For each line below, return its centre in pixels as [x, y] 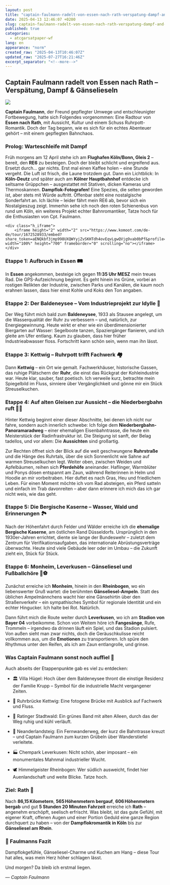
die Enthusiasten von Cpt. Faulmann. [44, 217]
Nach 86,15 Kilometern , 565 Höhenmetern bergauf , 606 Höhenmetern [80, 801]
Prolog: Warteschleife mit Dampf [46, 146]
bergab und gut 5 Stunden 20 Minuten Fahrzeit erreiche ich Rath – [76, 807]
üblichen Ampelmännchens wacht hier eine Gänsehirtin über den [73, 597]
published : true [22, 29]
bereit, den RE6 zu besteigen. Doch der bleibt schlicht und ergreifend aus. [82, 163]
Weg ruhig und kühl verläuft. [42, 721]
